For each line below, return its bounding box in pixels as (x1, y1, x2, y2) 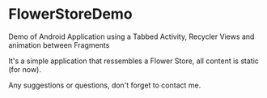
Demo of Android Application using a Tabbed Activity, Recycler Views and (8, 32, 255, 41)
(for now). (8, 64, 42, 74)
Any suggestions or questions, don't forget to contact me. (8, 80, 201, 90)
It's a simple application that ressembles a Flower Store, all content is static (8, 56, 259, 66)
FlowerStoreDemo (8, 5, 133, 23)
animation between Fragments (8, 40, 110, 49)
